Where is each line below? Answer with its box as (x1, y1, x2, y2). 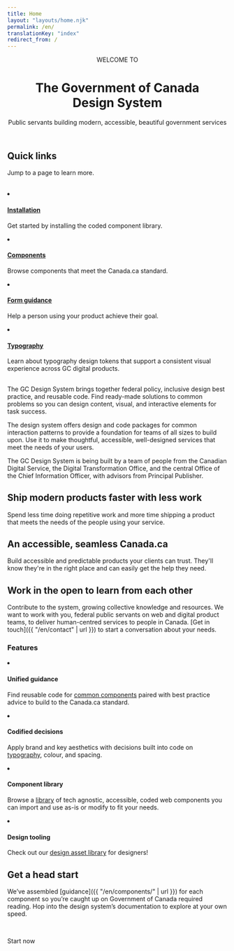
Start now (7, 937, 36, 945)
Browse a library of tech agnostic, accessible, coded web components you (7, 796, 222, 805)
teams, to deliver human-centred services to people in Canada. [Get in (7, 618, 210, 627)
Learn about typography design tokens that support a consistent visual (7, 357, 212, 365)
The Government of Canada (35, 80, 200, 96)
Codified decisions (7, 727, 64, 736)
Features (7, 643, 38, 652)
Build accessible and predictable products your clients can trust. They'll (7, 556, 214, 565)
